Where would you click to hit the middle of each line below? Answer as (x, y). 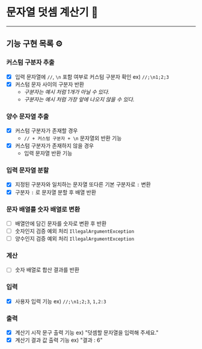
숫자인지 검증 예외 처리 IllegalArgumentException (75, 231)
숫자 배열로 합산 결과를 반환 (47, 270)
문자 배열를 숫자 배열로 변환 (43, 209)
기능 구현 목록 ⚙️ (35, 44)
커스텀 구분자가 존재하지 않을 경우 (54, 146)
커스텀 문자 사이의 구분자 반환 (49, 84)
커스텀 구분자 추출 (31, 63)
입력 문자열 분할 (28, 170)
